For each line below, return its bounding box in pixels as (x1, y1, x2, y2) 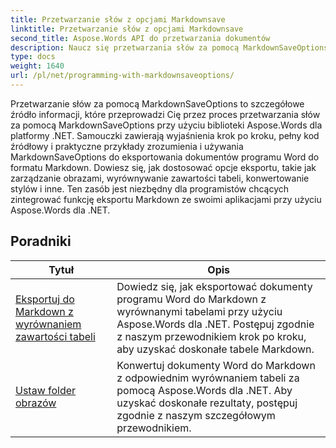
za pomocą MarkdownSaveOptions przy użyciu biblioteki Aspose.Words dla (10, 119, 323, 131)
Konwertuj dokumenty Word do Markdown (116, 358, 316, 372)
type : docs (10, 52, 56, 62)
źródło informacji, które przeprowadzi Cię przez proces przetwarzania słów (10, 108, 321, 120)
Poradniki (10, 233, 72, 250)
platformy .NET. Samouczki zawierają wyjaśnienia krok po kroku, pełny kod (10, 129, 320, 141)
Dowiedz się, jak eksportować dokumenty (116, 279, 313, 293)
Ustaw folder (15, 383, 77, 397)
